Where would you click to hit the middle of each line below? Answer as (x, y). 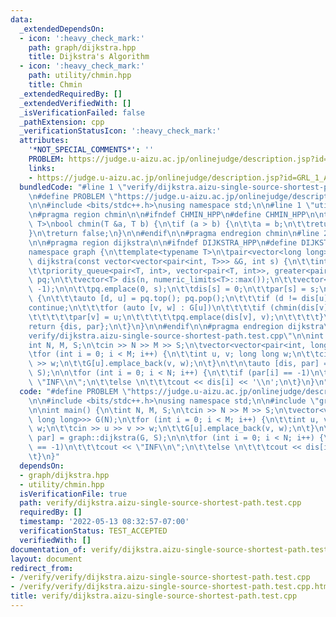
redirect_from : (42, 568)
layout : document (46, 559)
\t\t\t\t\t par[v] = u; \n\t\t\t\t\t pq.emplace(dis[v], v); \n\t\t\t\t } (176, 317)
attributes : (44, 141)
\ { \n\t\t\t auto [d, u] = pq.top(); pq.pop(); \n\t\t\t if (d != (163, 299)
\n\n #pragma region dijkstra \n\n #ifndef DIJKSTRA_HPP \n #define (163, 242)
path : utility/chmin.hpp (80, 76)
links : (42, 168)
